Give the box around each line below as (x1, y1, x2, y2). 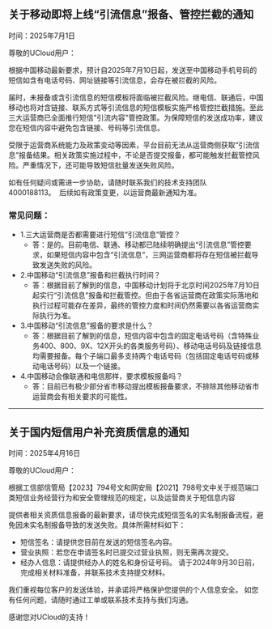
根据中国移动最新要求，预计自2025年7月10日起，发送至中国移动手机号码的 (8, 65, 257, 74)
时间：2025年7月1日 (8, 31, 75, 40)
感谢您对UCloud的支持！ (8, 612, 91, 622)
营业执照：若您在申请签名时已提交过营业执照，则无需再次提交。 (19, 547, 233, 557)
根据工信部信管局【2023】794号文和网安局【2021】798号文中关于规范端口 (8, 482, 259, 492)
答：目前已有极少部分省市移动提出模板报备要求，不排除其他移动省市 (32, 381, 260, 391)
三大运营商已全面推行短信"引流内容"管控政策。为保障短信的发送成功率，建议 (8, 113, 264, 122)
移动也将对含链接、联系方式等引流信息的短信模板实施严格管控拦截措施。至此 (8, 102, 264, 112)
